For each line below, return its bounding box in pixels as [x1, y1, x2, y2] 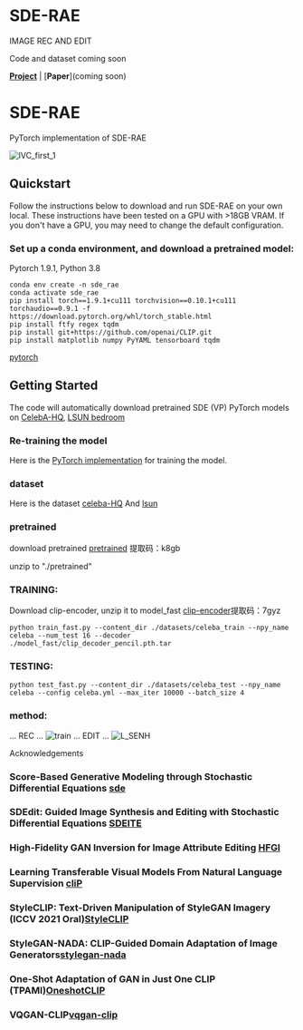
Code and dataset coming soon [9, 53, 127, 63]
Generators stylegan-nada [9, 948, 127, 961]
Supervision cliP [9, 877, 83, 889]
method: [9, 709, 48, 722]
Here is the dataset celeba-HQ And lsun [9, 498, 158, 509]
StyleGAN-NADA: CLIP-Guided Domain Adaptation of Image [9, 938, 278, 950]
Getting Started [9, 378, 99, 394]
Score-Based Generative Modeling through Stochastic [9, 770, 253, 782]
